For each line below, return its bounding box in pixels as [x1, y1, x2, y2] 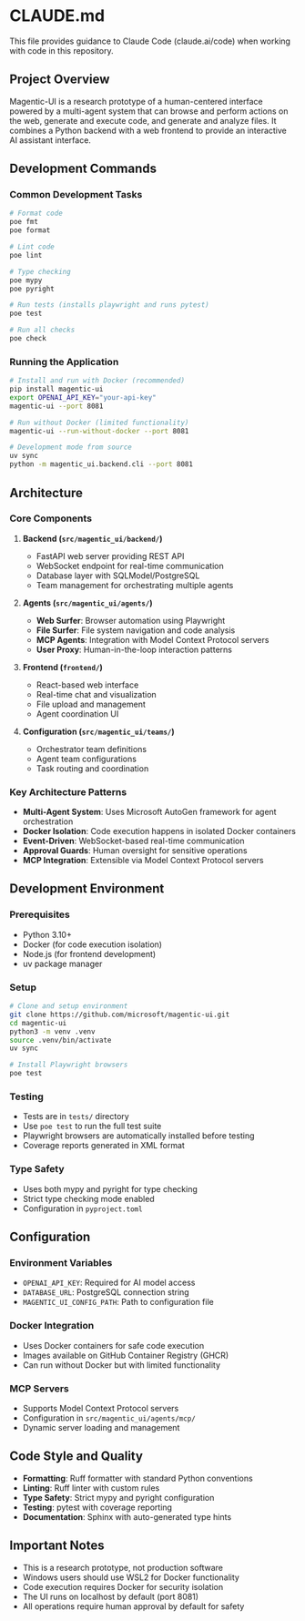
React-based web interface [36, 679, 139, 690]
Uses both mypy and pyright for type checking [22, 1183, 198, 1194]
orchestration [22, 816, 74, 827]
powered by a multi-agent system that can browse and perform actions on [9, 106, 289, 117]
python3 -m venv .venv [9, 1026, 96, 1036]
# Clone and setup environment [9, 1002, 128, 1011]
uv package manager [22, 958, 103, 969]
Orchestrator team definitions [36, 743, 147, 754]
